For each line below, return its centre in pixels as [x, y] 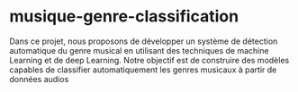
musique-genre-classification [124, 17]
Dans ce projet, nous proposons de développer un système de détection [144, 41]
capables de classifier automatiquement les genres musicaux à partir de [143, 70]
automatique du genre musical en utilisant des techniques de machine [139, 50]
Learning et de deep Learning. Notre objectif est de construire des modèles [149, 60]
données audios [39, 79]
